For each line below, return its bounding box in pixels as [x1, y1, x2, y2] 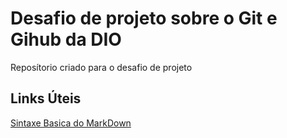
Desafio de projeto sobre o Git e [10, 7, 278, 30]
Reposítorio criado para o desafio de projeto [10, 61, 193, 73]
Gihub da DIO [10, 28, 122, 51]
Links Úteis [10, 90, 82, 107]
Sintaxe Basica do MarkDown [10, 117, 132, 129]
